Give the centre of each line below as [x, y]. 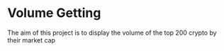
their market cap [31, 40]
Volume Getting [54, 13]
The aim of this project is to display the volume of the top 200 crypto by [112, 33]
